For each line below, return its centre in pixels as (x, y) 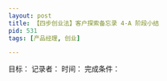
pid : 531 (23, 30)
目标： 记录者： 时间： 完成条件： (64, 69)
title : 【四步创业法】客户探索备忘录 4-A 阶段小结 (83, 23)
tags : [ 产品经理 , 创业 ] (45, 38)
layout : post (30, 16)
